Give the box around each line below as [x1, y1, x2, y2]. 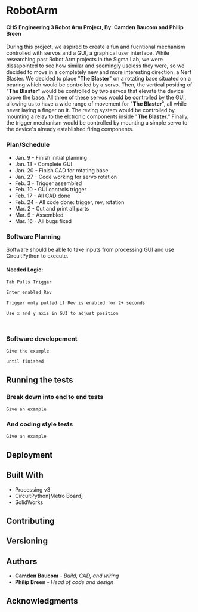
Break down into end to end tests [6, 392, 104, 401]
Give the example [6, 348, 49, 354]
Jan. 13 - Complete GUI [14, 160, 73, 168]
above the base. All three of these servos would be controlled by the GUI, [6, 94, 187, 101]
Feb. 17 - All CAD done [14, 192, 70, 199]
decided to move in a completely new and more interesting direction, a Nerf [6, 69, 192, 76]
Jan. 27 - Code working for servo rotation [14, 173, 117, 180]
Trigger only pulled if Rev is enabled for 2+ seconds [6, 300, 146, 306]
